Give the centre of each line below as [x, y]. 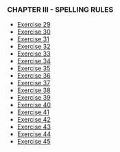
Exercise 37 [34, 83]
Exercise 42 [34, 120]
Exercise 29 [34, 25]
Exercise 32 [34, 47]
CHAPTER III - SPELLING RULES [60, 10]
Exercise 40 [34, 105]
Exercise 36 [34, 76]
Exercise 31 [33, 39]
